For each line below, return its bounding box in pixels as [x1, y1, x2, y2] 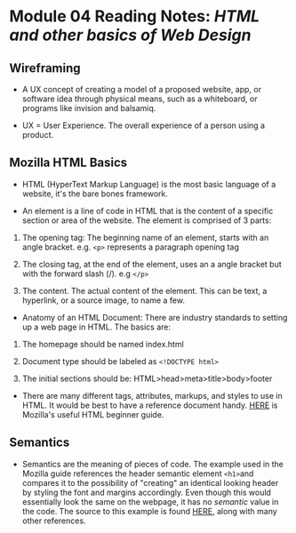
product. [21, 130, 54, 139]
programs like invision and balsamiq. [21, 103, 156, 113]
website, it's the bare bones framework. [21, 188, 169, 199]
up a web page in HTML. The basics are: [21, 322, 172, 332]
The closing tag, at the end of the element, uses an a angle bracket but [21, 259, 282, 269]
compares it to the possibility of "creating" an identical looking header [21, 477, 279, 488]
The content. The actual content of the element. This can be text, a [21, 285, 268, 296]
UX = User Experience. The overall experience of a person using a [21, 120, 265, 131]
